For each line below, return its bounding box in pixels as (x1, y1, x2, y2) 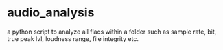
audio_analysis (7, 5, 95, 21)
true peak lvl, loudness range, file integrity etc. (7, 34, 139, 42)
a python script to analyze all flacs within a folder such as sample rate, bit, (7, 27, 217, 36)
